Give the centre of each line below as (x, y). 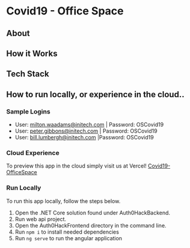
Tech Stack (28, 74)
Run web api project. (41, 219)
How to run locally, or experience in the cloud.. (95, 94)
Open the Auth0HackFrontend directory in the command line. (90, 225)
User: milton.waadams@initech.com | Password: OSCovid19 (89, 125)
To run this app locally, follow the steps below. (63, 201)
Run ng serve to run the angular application (68, 238)
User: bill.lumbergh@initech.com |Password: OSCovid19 (84, 138)
